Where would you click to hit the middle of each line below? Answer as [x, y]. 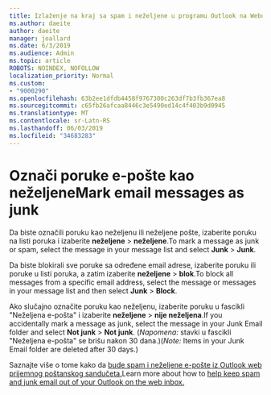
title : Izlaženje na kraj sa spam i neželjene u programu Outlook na [128, 16]
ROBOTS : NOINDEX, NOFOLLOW [54, 69]
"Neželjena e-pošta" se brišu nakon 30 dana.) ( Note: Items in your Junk [127, 340]
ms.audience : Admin [42, 53]
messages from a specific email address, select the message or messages [133, 282]
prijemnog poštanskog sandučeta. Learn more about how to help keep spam [135, 373]
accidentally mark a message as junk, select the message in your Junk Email [136, 323]
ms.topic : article [40, 61]
